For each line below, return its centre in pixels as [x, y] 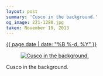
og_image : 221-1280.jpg [35, 22]
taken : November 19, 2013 [37, 28]
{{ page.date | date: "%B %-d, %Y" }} [51, 44]
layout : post [22, 11]
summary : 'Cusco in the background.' [52, 17]
